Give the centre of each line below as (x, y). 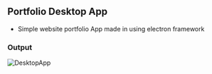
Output (20, 47)
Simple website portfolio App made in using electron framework (111, 28)
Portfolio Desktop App (58, 12)
